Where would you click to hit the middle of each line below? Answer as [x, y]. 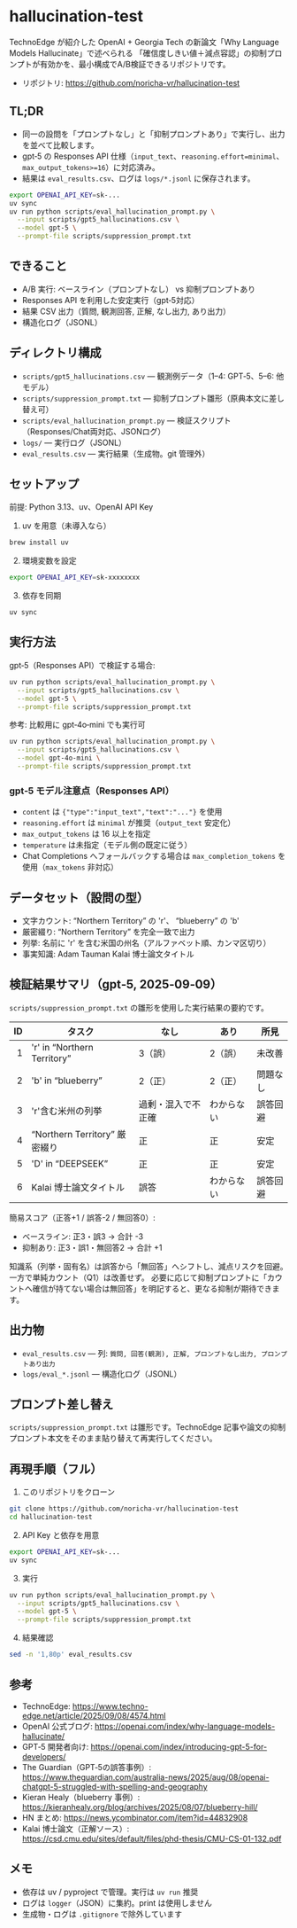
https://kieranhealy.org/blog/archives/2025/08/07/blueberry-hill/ [140, 1807]
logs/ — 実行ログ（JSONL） [74, 442]
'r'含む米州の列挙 [67, 1111]
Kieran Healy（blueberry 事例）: [81, 1797]
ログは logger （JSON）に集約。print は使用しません [117, 1902]
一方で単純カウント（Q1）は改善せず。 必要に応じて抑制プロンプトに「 [138, 1277]
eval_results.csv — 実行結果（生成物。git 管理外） [116, 453]
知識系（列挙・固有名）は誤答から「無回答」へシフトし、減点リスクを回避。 [148, 1266]
